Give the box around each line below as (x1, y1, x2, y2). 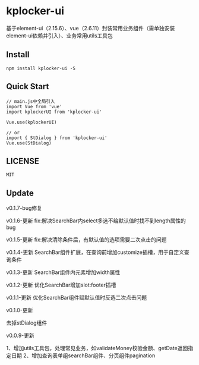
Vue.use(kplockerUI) (6, 119, 58, 125)
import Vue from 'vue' (6, 103, 62, 109)
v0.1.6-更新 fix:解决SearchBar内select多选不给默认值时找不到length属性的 (6, 217, 186, 224)
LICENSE (6, 156, 40, 166)
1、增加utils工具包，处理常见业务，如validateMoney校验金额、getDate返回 (6, 345, 188, 352)
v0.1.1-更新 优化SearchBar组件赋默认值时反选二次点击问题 (6, 294, 147, 301)
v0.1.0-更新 (6, 307, 33, 314)
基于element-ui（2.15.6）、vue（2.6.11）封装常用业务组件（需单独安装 (6, 24, 175, 32)
